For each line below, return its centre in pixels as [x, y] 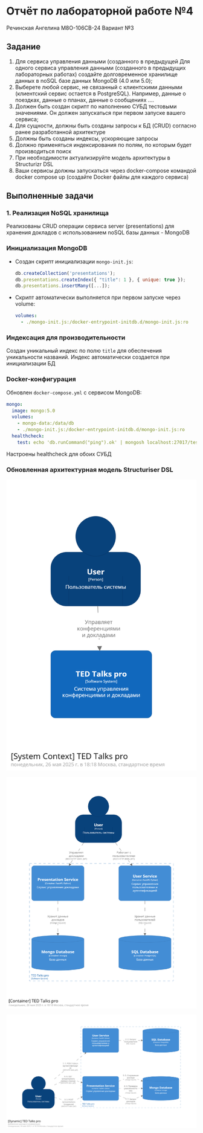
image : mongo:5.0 [34, 411]
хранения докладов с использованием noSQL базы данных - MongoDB [98, 233]
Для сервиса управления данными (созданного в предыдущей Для [102, 61]
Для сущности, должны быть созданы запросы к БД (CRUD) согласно [105, 126]
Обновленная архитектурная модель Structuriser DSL [90, 469]
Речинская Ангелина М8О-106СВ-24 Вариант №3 [70, 28]
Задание [24, 47]
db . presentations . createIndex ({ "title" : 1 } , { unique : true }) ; [100, 280]
